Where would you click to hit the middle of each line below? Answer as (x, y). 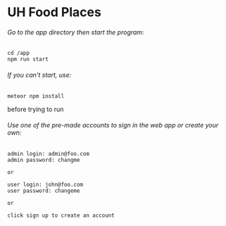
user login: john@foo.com (45, 184)
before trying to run (36, 109)
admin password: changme (44, 160)
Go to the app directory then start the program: (76, 32)
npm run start (28, 59)
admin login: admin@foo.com (49, 153)
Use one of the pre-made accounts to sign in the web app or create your (113, 125)
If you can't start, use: (39, 75)
